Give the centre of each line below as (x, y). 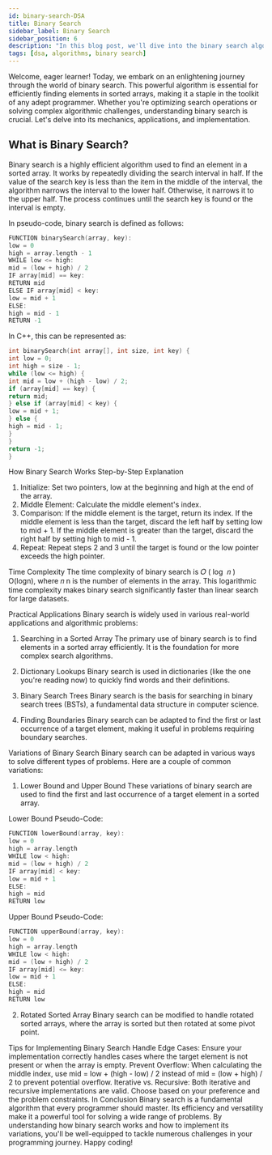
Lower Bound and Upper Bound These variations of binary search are (136, 786)
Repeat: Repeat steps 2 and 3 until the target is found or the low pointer (139, 548)
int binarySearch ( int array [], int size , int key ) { (99, 351)
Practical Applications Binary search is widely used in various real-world (129, 614)
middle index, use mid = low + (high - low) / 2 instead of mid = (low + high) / (136, 1073)
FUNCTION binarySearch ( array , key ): (70, 238)
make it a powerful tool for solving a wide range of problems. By (115, 1116)
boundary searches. (53, 737)
